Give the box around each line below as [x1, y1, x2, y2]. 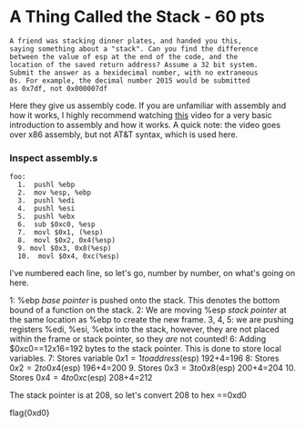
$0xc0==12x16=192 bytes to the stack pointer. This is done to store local [9, 343, 282, 354]
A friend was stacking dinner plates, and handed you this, [9, 36, 243, 45]
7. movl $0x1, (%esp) [17, 228, 104, 237]
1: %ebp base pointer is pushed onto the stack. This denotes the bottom [9, 295, 280, 306]
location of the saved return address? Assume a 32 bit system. [9, 60, 259, 69]
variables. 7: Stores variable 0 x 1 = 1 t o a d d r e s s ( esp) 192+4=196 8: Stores [9, 353, 280, 364]
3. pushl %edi [17, 196, 76, 205]
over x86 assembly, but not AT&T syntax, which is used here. [9, 129, 239, 140]
